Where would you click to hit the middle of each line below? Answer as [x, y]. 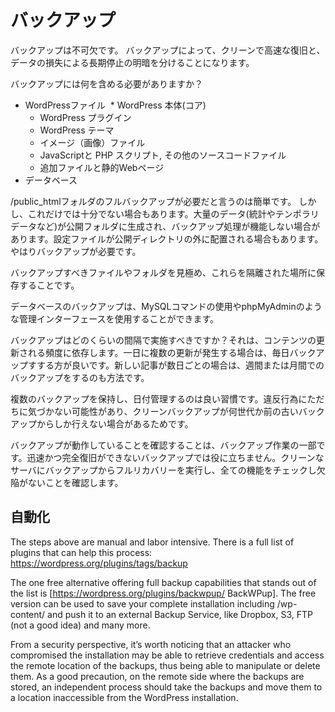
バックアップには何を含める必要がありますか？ [106, 83]
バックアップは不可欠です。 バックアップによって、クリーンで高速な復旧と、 [168, 50]
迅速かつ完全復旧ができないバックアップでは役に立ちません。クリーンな [175, 457]
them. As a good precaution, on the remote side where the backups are [157, 676]
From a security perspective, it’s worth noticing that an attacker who [151, 644]
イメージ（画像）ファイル [92, 142]
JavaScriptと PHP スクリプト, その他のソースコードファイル [163, 155]
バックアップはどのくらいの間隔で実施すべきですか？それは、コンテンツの [163, 340]
